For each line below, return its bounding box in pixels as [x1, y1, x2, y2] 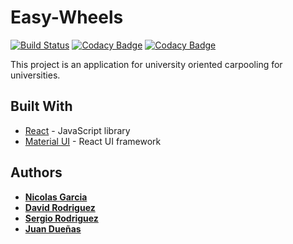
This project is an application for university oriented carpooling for [10, 58, 283, 70]
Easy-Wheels [10, 6, 124, 29]
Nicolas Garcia [24, 191, 88, 203]
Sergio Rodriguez [24, 212, 99, 224]
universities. [10, 69, 61, 81]
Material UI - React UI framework [24, 135, 162, 147]
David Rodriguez [24, 201, 96, 213]
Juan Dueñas [24, 222, 82, 235]
